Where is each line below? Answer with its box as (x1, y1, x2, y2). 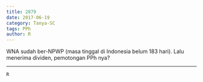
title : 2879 (6, 8, 36, 15)
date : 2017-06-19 (6, 14, 50, 20)
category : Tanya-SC (6, 20, 56, 26)
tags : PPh (6, 25, 31, 32)
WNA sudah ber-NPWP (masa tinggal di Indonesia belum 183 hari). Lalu (6, 48, 184, 55)
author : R (6, 31, 31, 37)
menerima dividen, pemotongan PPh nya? (6, 54, 111, 61)
